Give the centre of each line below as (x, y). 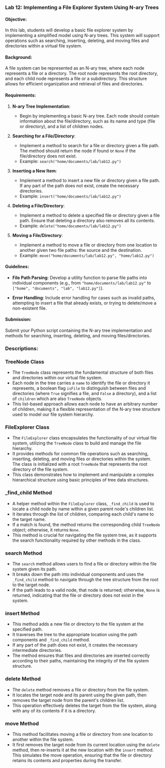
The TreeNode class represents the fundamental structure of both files (83, 372)
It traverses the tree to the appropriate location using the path (75, 635)
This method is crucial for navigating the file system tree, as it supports (84, 535)
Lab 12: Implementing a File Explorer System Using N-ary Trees (82, 7)
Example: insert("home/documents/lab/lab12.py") (70, 196)
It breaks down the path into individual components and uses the (78, 574)
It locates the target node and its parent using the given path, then (79, 695)
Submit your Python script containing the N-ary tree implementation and (78, 330)
